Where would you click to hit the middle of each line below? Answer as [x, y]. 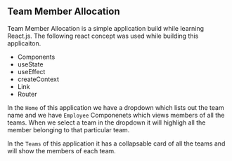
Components [36, 57]
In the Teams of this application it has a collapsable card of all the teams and [116, 143]
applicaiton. [24, 43]
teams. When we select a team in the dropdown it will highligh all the [107, 122]
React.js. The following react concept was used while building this [103, 36]
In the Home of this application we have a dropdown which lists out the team [116, 107]
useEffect [31, 71]
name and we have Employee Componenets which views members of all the [116, 115]
